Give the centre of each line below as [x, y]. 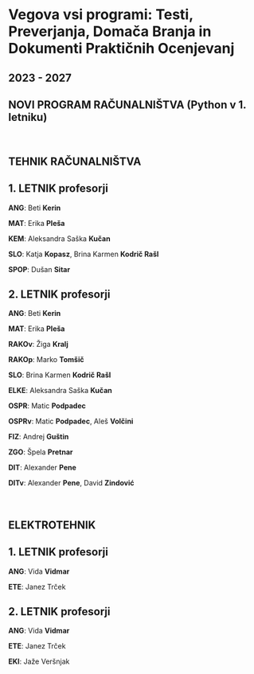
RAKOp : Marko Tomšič [46, 360]
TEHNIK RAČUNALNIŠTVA [75, 161]
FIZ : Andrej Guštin [39, 437]
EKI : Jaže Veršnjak [39, 661]
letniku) [28, 117]
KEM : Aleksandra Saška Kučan [59, 238]
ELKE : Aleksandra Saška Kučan [61, 391]
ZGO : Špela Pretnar [41, 452]
